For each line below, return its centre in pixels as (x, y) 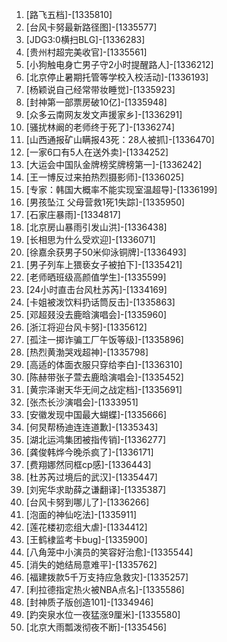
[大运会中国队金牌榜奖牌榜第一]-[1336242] (114, 164)
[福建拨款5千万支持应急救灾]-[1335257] (107, 577)
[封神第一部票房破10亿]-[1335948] (96, 102)
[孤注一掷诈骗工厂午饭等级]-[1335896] (104, 339)
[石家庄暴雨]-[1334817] (73, 214)
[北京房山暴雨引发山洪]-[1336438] (96, 227)
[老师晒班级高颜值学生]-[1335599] (96, 277)
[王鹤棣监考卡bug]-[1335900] (86, 539)
